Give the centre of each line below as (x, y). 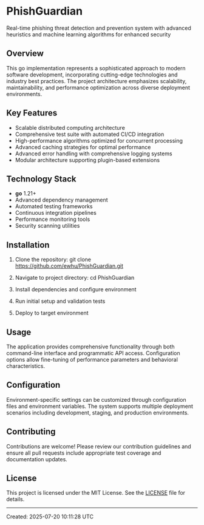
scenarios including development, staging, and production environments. (98, 412)
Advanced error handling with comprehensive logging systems (93, 154)
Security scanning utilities (47, 226)
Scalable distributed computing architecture (70, 127)
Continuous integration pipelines (56, 213)
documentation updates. (37, 459)
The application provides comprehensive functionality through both (90, 347)
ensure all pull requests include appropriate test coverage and (84, 453)
